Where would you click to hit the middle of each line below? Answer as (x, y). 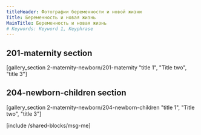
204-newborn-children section (66, 93)
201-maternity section (49, 53)
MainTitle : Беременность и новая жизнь (57, 23)
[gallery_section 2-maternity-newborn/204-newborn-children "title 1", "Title (100, 107)
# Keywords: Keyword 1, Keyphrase (50, 29)
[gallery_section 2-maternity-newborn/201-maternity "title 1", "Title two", (97, 67)
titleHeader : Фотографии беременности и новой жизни (74, 12)
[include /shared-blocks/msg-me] (48, 125)
